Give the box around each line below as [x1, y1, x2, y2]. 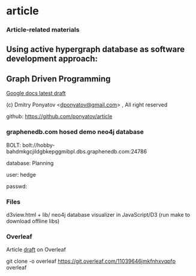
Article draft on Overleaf [6, 246, 66, 253]
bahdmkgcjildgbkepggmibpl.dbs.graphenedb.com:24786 [6, 148, 147, 155]
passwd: [6, 183, 28, 190]
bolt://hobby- [22, 141, 55, 148]
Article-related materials [6, 26, 80, 34]
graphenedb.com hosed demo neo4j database [6, 128, 144, 136]
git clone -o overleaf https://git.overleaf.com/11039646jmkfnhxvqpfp [6, 257, 176, 265]
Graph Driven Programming [6, 74, 111, 84]
